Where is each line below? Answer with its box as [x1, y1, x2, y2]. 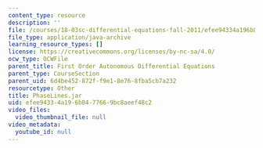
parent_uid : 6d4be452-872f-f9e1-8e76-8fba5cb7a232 [8, 77, 177, 85]
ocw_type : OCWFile [8, 56, 68, 63]
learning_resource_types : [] [8, 41, 103, 49]
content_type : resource [8, 11, 86, 20]
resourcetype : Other [8, 84, 76, 92]
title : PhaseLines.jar [8, 92, 82, 99]
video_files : [8, 106, 51, 114]
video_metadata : [8, 121, 61, 128]
